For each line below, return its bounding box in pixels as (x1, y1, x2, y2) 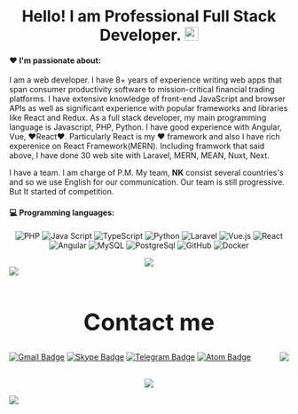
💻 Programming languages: (9, 207, 115, 218)
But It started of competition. (9, 187, 114, 197)
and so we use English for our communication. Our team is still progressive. (9, 177, 286, 187)
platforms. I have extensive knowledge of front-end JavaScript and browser (9, 93, 286, 104)
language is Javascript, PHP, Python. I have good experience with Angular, (9, 122, 282, 132)
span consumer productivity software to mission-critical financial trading (9, 84, 275, 95)
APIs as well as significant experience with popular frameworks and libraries (9, 103, 288, 114)
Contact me (82, 307, 216, 337)
